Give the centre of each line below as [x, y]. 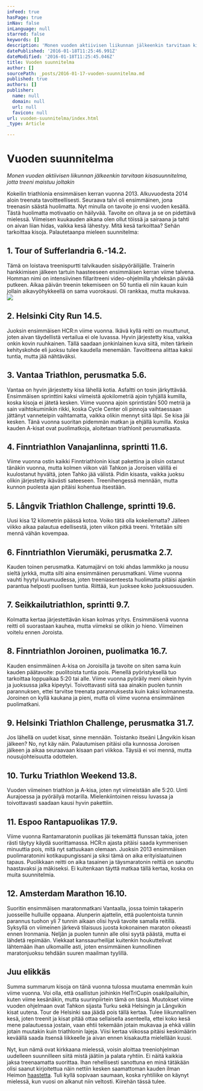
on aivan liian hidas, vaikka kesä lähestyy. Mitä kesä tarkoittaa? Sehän [93, 226]
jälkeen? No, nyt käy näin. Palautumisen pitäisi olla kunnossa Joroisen [93, 744]
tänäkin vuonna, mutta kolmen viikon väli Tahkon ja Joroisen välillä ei [92, 468]
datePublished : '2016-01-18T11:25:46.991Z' [62, 51]
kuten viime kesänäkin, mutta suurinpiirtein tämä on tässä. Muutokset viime [100, 999]
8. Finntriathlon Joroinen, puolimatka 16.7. [87, 651]
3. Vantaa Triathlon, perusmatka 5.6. [77, 375]
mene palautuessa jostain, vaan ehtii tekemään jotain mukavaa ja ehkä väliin [101, 1025]
